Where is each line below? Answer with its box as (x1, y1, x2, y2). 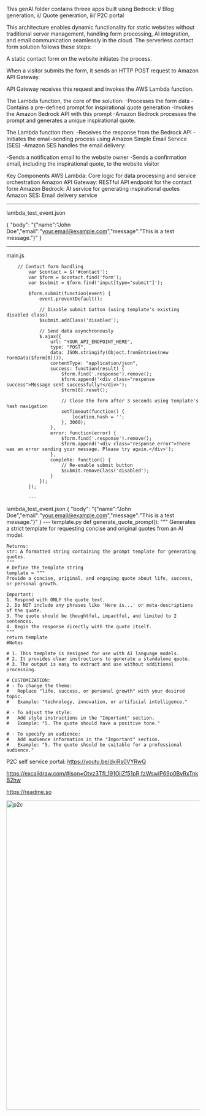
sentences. (6, 618, 34, 625)
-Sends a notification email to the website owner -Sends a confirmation (6, 153, 187, 161)
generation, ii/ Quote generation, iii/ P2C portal (6, 12, 124, 19)
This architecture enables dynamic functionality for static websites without (6, 24, 195, 31)
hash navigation (6, 403, 48, 409)
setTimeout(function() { (61, 409, 124, 415)
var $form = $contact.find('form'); (28, 274, 122, 280)
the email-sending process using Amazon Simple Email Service (27, 135, 187, 142)
